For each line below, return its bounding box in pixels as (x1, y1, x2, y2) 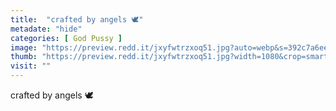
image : (10, 42, 38, 53)
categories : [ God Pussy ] (10, 33, 123, 43)
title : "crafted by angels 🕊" (10, 14, 144, 25)
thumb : (10, 52, 38, 62)
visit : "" (10, 61, 52, 71)
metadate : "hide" (10, 24, 83, 34)
